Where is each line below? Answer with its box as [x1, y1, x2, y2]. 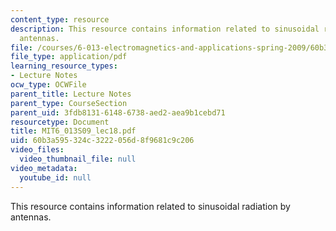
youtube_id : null [19, 172, 92, 183]
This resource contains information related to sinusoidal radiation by [10, 200, 291, 212]
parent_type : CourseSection [10, 98, 128, 108]
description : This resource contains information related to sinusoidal [10, 24, 320, 34]
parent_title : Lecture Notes [10, 89, 132, 99]
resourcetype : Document [10, 117, 110, 127]
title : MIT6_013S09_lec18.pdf [10, 126, 137, 136]
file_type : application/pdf [10, 52, 128, 62]
